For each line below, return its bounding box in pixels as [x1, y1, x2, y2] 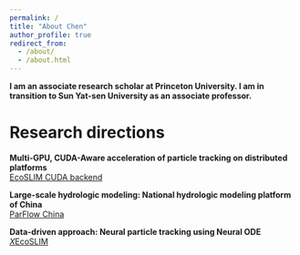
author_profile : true [9, 30, 92, 39]
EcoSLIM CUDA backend [9, 171, 103, 182]
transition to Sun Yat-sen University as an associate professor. [9, 90, 253, 101]
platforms [9, 161, 47, 173]
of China [9, 199, 43, 209]
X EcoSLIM [9, 236, 48, 247]
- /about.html [17, 56, 71, 65]
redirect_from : [9, 38, 67, 48]
